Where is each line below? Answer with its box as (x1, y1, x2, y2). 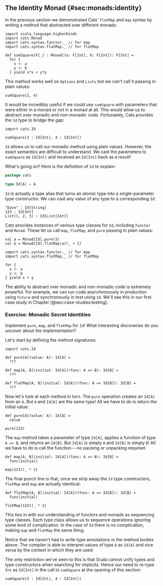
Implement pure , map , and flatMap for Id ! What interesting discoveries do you (5, 322, 159, 328)
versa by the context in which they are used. (5, 547, 94, 553)
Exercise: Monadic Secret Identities (5, 312, 91, 318)
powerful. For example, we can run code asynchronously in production (5, 289, 147, 294)
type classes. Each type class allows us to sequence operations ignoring (5, 517, 151, 523)
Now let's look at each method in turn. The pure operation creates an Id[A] (5, 393, 155, 399)
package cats (5, 173, 32, 177)
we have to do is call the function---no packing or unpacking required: (5, 445, 146, 450)
